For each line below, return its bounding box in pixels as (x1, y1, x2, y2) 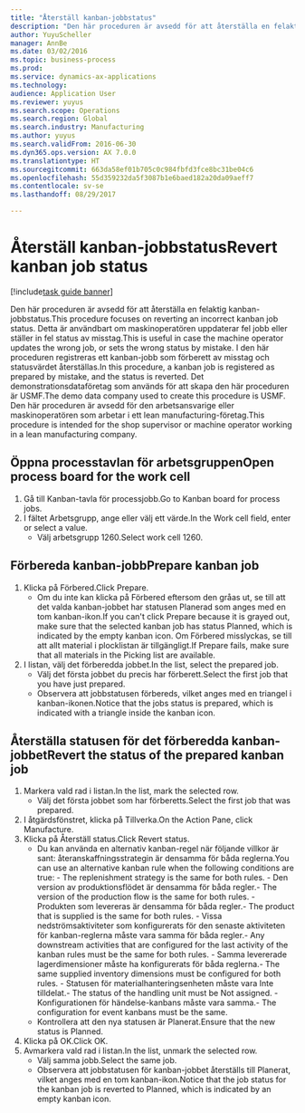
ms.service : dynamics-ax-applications (10, 72, 157, 82)
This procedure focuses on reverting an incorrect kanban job (51, 313, 279, 324)
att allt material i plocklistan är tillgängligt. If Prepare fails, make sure (36, 639, 290, 650)
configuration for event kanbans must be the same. (36, 1007, 228, 1018)
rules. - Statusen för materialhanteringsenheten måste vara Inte (36, 978, 274, 989)
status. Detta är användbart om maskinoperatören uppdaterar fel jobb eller (10, 322, 288, 333)
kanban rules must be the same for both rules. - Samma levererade (36, 949, 288, 960)
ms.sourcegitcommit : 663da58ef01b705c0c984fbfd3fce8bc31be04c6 (10, 165, 254, 174)
